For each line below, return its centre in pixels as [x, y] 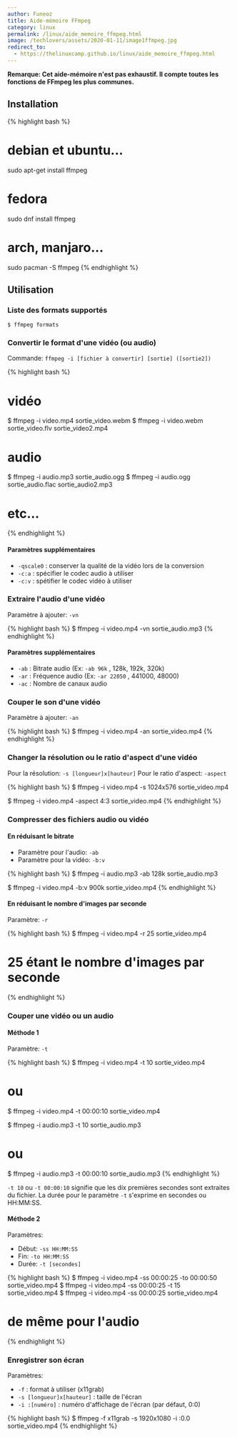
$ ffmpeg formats [33, 325]
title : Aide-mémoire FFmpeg [49, 21]
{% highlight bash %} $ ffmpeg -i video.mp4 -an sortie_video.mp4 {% [110, 731]
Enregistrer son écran [46, 1360]
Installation [33, 104]
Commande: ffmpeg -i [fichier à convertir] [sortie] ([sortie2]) [110, 359]
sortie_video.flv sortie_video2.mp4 [58, 429]
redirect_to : [27, 47]
